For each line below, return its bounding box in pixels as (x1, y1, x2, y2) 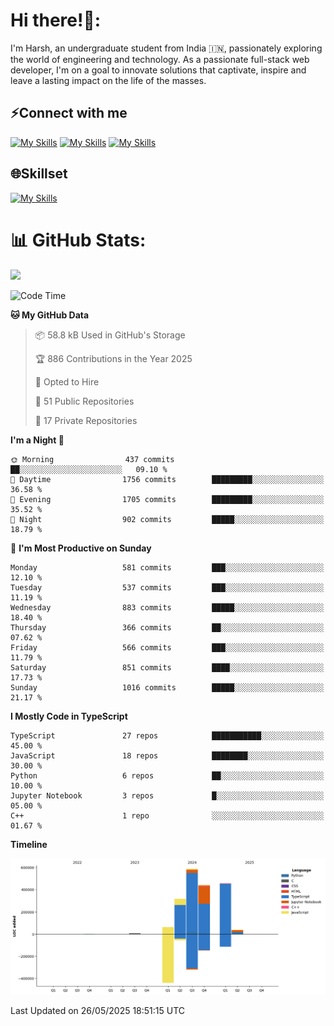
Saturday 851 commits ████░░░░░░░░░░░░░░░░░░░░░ (10, 662, 325, 673)
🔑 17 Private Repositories (34, 414, 138, 426)
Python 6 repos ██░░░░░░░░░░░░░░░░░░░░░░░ (10, 770, 325, 781)
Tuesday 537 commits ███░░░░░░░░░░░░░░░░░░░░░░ (10, 582, 325, 593)
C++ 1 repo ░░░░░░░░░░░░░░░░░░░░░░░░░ (10, 810, 325, 821)
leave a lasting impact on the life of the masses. (10, 74, 207, 86)
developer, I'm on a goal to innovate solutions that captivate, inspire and (10, 64, 307, 76)
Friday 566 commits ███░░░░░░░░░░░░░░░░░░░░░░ (10, 642, 325, 653)
